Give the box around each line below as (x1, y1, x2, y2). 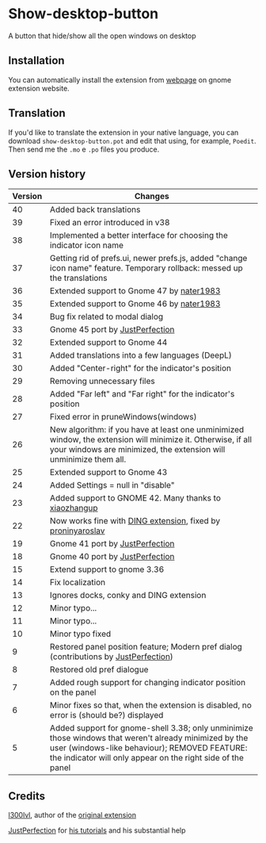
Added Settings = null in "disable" (50, 480, 175, 491)
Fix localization (50, 577, 105, 588)
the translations (50, 273, 108, 284)
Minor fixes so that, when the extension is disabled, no (50, 699, 252, 711)
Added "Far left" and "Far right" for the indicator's (50, 389, 235, 400)
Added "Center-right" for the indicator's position (50, 362, 232, 374)
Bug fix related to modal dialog (50, 311, 164, 322)
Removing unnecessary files (50, 376, 156, 387)
